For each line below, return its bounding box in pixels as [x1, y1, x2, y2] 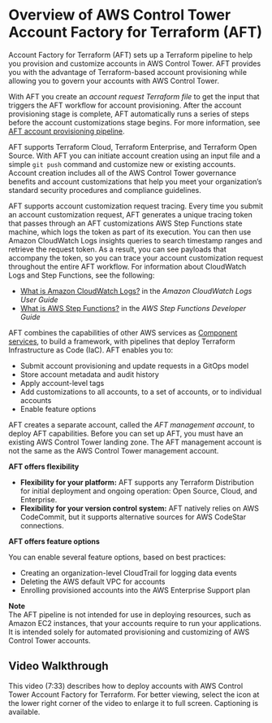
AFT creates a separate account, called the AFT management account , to [8, 419, 255, 429]
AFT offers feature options [8, 536, 100, 546]
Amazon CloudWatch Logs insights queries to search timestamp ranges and [8, 235, 262, 245]
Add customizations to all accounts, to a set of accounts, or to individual [19, 387, 262, 397]
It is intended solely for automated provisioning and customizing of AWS [8, 627, 250, 637]
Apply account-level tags [19, 378, 105, 388]
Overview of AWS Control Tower [8, 6, 231, 24]
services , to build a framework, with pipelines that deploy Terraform [8, 336, 235, 346]
